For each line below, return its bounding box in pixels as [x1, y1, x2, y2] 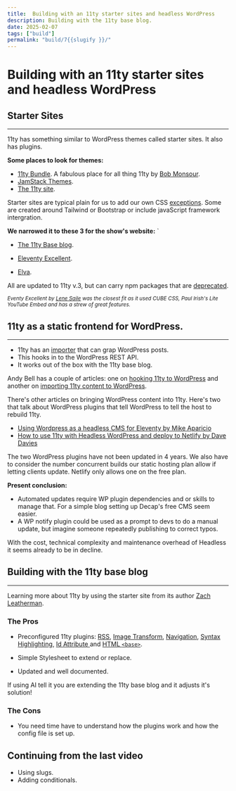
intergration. [7, 213, 43, 222]
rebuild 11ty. [7, 410, 42, 419]
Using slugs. [17, 768, 54, 777]
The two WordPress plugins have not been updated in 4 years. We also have [7, 452, 228, 461]
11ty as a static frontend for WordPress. [7, 320, 184, 332]
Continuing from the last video [7, 749, 143, 761]
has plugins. [7, 142, 43, 151]
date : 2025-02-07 [7, 23, 58, 30]
